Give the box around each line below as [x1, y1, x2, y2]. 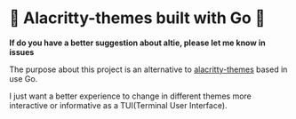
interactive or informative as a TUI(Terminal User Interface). [9, 99, 228, 110]
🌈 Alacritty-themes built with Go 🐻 [9, 8, 266, 28]
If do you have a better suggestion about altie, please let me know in [9, 37, 266, 48]
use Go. [9, 73, 38, 83]
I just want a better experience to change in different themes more [9, 91, 252, 101]
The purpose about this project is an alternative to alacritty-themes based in [9, 64, 288, 75]
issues [9, 46, 35, 57]
